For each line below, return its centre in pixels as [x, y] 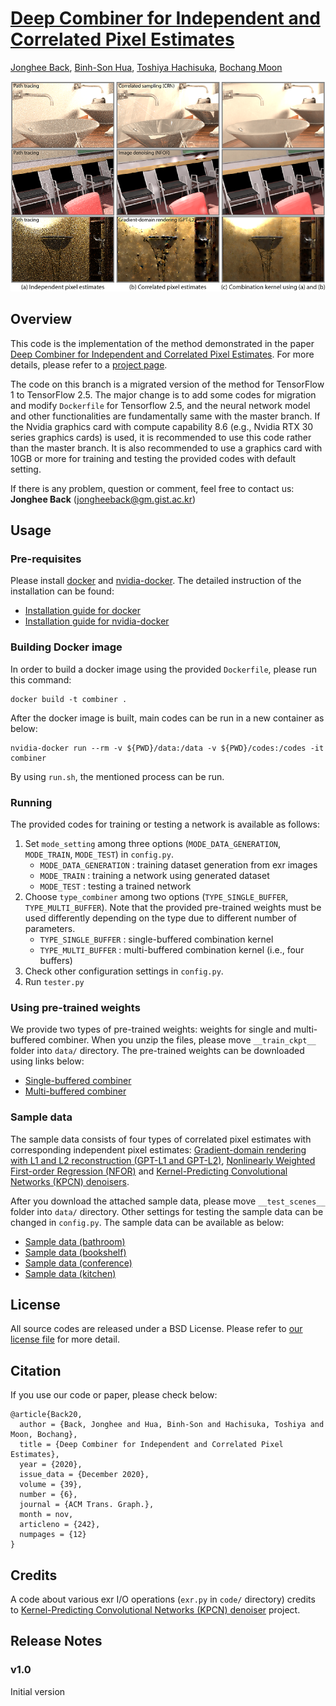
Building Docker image [66, 647]
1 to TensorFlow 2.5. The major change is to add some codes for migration [163, 394]
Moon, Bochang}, [44, 1435]
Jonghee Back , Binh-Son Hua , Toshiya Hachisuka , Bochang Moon [146, 67]
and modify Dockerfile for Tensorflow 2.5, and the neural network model [160, 405]
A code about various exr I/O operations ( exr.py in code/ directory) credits [163, 1599]
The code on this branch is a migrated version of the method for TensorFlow [167, 384]
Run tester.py [54, 982]
